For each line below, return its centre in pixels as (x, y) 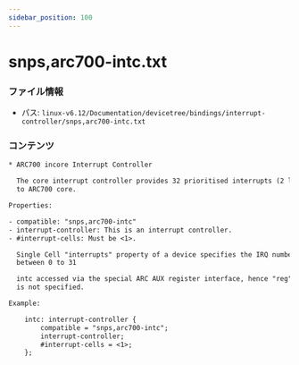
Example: (25, 304)
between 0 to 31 (46, 263)
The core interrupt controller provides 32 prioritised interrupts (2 (150, 181)
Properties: (30, 206)
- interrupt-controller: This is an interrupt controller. (120, 230)
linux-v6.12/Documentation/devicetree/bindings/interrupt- (154, 114)
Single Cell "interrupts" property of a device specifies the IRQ (142, 255)
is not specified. (51, 287)
